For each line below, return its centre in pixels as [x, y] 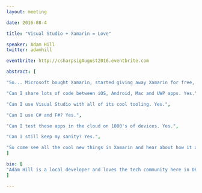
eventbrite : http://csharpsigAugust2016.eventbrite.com [78, 61]
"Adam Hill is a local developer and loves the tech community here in [98, 170]
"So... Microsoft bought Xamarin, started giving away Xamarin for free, [101, 82]
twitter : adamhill [29, 50]
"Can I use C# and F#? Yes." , [44, 115]
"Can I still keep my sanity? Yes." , [54, 137]
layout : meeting [26, 12]
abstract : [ [21, 72]
